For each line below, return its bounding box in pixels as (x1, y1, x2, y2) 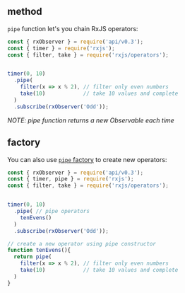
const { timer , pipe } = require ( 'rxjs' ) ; (7, 176, 134, 183)
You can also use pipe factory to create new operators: (7, 155, 167, 163)
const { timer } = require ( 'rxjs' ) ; (7, 45, 115, 52)
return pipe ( (13, 253, 52, 260)
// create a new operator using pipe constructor (7, 240, 157, 247)
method (7, 6, 42, 18)
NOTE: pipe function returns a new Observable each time (7, 116, 174, 125)
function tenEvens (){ (7, 247, 71, 254)
